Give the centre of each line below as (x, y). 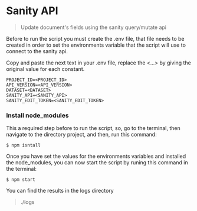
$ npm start (21, 180)
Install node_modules (37, 115)
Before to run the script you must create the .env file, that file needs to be (95, 38)
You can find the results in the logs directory (60, 191)
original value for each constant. (45, 69)
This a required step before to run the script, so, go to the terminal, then (93, 128)
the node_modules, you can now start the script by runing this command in (97, 163)
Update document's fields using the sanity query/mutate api (93, 27)
